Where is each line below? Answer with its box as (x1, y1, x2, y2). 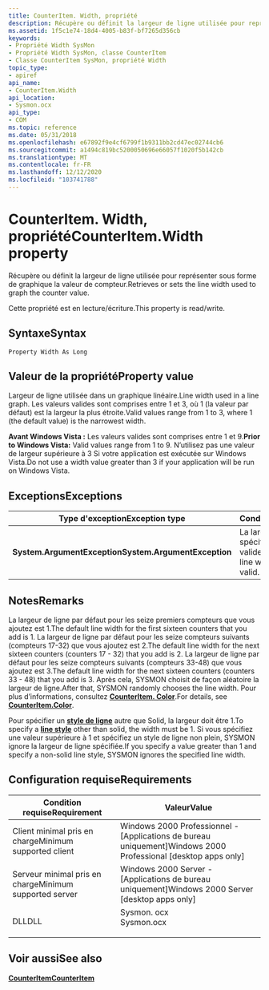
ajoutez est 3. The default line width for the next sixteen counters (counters (8, 666, 255, 676)
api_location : (8, 94, 56, 102)
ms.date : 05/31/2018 (8, 131, 78, 139)
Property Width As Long (8, 348, 88, 356)
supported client (12, 845, 74, 856)
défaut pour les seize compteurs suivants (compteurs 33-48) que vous (8, 658, 243, 668)
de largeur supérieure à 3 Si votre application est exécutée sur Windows (8, 449, 247, 459)
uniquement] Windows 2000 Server (119, 883, 254, 895)
